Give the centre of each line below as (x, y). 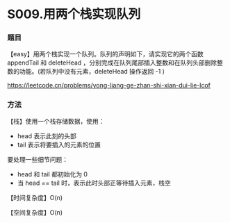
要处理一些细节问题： (38, 159)
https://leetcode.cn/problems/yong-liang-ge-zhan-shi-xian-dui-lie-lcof (109, 85)
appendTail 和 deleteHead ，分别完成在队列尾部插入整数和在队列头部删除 (112, 63)
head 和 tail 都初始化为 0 (52, 174)
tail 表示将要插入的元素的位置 (59, 144)
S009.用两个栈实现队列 (74, 14)
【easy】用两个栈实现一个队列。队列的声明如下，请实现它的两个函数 (105, 54)
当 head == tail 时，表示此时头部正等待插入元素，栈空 (94, 183)
